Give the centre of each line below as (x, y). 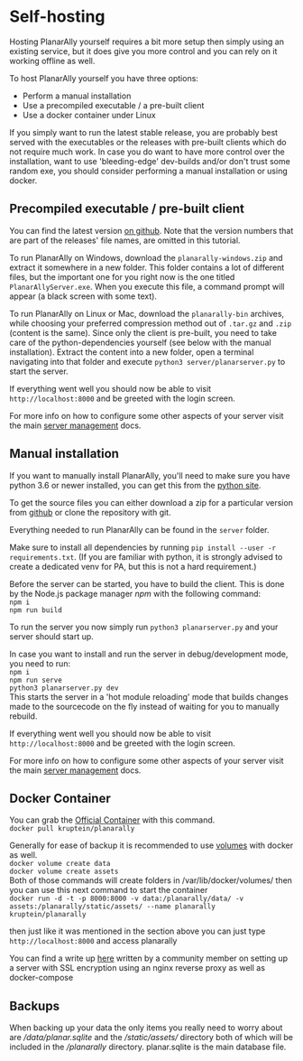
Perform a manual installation (77, 96)
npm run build (36, 610)
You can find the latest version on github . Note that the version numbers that (151, 230)
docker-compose (41, 978)
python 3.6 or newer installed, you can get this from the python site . (135, 485)
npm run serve (36, 680)
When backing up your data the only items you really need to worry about (146, 1028)
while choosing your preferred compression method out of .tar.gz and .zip (151, 323)
